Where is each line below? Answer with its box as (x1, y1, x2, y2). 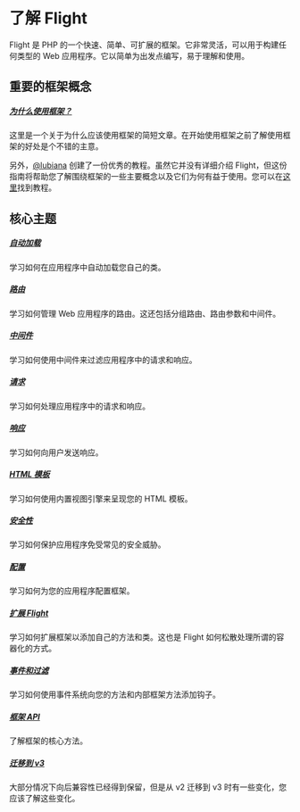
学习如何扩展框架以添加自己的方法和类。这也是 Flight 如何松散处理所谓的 (9, 632, 277, 642)
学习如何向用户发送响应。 (9, 447, 104, 458)
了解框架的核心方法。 (9, 735, 87, 746)
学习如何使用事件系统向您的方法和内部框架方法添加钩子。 (9, 689, 221, 700)
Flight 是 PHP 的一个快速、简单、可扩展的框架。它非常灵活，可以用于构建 (9, 39, 279, 50)
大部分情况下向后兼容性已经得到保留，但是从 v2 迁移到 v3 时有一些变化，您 (9, 782, 287, 792)
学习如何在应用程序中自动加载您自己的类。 (9, 261, 166, 272)
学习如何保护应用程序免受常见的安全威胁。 (9, 539, 166, 550)
